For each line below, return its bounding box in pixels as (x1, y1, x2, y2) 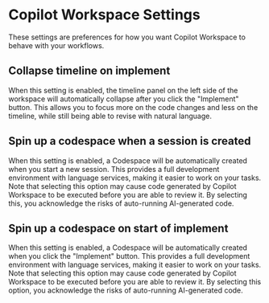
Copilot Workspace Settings (8, 6, 201, 24)
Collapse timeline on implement (8, 64, 171, 78)
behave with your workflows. (8, 40, 105, 50)
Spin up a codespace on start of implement (8, 221, 229, 235)
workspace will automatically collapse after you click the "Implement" (8, 94, 239, 104)
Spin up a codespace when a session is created (8, 134, 251, 148)
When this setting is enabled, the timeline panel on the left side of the (8, 85, 238, 95)
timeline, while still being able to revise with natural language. (8, 111, 212, 121)
